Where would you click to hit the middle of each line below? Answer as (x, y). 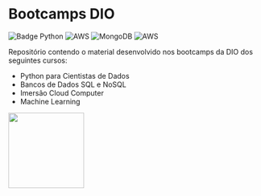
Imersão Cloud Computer (62, 92)
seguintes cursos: (38, 60)
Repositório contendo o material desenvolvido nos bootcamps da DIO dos (131, 51)
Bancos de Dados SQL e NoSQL (73, 84)
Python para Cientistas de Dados (75, 76)
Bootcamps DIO (62, 14)
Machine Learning (50, 101)
